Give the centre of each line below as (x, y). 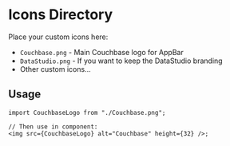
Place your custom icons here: (58, 37)
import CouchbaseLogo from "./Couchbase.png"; (87, 112)
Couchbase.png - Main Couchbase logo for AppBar (101, 52)
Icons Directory (61, 15)
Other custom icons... (55, 69)
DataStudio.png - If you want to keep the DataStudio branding (121, 61)
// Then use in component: (53, 126)
